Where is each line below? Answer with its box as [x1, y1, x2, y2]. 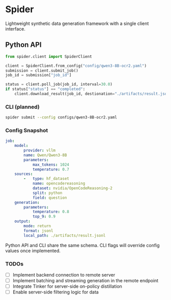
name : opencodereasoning [32, 181, 85, 186]
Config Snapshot [5, 127, 48, 134]
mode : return [23, 224, 51, 229]
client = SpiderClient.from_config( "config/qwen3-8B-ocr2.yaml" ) [5, 63, 147, 68]
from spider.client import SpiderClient [5, 54, 93, 59]
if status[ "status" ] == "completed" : [5, 86, 85, 92]
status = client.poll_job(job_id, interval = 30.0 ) [5, 82, 113, 87]
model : [14, 143, 28, 148]
